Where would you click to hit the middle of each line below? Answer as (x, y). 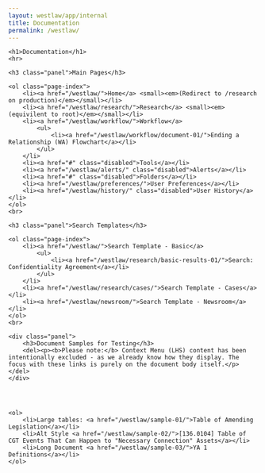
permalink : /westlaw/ (44, 30)
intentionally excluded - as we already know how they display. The (124, 358)
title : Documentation (44, 23)
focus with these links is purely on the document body (102, 365)
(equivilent (28, 115)
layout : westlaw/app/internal (58, 15)
